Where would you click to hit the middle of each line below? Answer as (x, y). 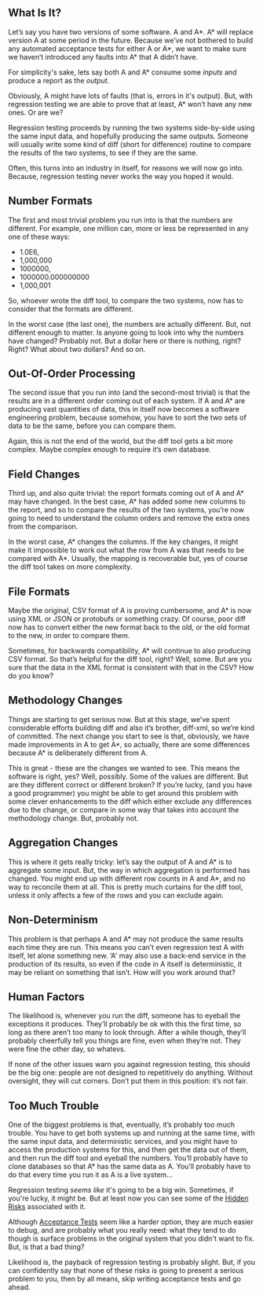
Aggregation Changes (63, 843)
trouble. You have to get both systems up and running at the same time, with (131, 1133)
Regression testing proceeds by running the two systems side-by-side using (131, 127)
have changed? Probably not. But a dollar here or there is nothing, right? (125, 340)
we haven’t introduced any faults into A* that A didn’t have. (103, 57)
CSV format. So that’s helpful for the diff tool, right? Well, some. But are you (130, 659)
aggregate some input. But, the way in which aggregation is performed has (129, 870)
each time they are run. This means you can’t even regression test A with (126, 947)
